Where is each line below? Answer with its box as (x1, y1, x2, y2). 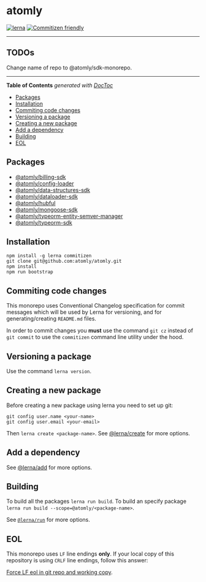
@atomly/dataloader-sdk (15, 193, 78, 200)
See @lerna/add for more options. (6, 464, 93, 471)
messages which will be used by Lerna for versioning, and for (6, 308, 162, 316)
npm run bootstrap (6, 269, 53, 275)
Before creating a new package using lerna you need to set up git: (6, 402, 174, 409)
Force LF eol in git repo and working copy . (6, 568, 113, 576)
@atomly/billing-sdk (15, 173, 66, 180)
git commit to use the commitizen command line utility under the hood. (6, 333, 184, 341)
